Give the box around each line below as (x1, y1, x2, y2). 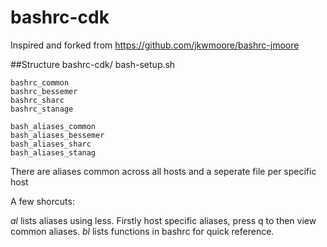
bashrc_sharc (10, 95, 65, 105)
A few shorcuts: (10, 195, 75, 207)
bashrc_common (10, 77, 70, 88)
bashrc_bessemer (10, 86, 78, 96)
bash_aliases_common (10, 121, 97, 131)
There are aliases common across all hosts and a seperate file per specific (10, 165, 317, 177)
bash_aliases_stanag (10, 147, 97, 158)
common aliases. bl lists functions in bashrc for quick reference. (10, 225, 275, 237)
